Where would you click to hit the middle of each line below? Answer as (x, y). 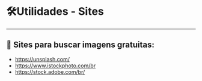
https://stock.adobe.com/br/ (50, 71)
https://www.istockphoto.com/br (55, 66)
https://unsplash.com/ (42, 59)
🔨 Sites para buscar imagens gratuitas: (80, 45)
